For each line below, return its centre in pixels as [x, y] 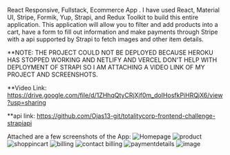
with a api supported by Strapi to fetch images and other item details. [105, 39]
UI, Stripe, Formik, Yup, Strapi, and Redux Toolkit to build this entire [103, 17]
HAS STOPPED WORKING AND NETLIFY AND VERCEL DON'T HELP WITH [112, 60]
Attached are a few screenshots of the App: [69, 136]
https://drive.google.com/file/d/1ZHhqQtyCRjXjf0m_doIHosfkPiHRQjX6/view [115, 95]
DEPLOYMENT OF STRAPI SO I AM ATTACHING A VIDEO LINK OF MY [106, 67]
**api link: [21, 116]
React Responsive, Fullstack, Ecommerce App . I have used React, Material [113, 10]
